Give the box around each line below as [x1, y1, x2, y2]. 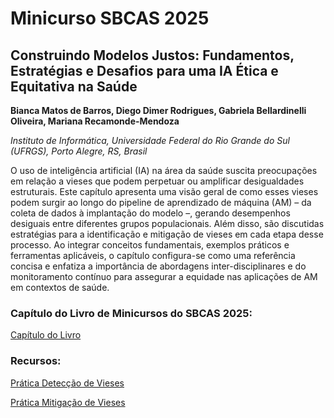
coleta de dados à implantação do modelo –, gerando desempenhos [10, 207, 291, 219]
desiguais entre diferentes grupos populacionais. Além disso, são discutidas [10, 218, 325, 229]
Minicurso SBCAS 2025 [10, 7, 210, 30]
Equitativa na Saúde [10, 78, 138, 95]
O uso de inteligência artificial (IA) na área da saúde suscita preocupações [10, 165, 318, 176]
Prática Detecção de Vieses [10, 377, 125, 389]
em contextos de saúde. [10, 282, 110, 293]
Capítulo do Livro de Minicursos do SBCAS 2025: [10, 306, 253, 320]
